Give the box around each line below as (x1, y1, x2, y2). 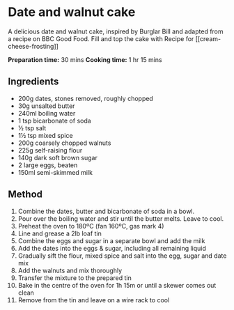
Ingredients (8, 76, 59, 88)
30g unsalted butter (17, 102, 75, 110)
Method (8, 189, 43, 201)
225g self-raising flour (17, 146, 83, 154)
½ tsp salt (17, 123, 47, 132)
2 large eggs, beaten (17, 161, 78, 169)
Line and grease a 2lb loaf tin (17, 229, 102, 238)
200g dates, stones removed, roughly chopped (17, 94, 154, 102)
